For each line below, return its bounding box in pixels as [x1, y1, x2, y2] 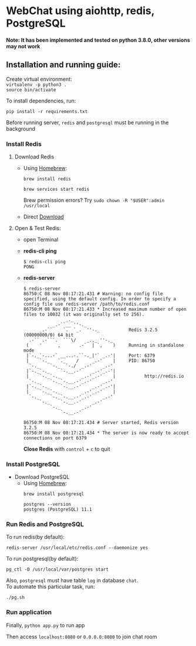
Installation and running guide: [6, 60, 121, 70]
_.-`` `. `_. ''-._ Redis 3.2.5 [39, 327, 158, 333]
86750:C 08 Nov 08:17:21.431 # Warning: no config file [23, 290, 163, 297]
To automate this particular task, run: [6, 583, 95, 590]
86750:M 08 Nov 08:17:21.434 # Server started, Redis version [23, 419, 179, 425]
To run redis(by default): [6, 534, 65, 541]
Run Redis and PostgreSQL [6, 520, 84, 528]
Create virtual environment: [6, 75, 72, 82]
